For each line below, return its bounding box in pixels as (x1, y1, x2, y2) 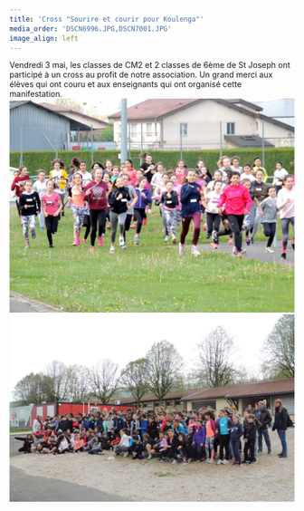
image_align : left (9, 34, 79, 43)
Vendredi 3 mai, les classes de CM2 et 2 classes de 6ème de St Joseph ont (9, 60, 291, 71)
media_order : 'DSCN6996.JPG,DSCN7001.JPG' (9, 24, 172, 34)
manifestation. (9, 89, 63, 100)
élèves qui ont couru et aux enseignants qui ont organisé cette (9, 79, 242, 90)
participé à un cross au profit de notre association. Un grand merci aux (9, 69, 273, 81)
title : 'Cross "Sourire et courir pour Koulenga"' (9, 14, 204, 24)
